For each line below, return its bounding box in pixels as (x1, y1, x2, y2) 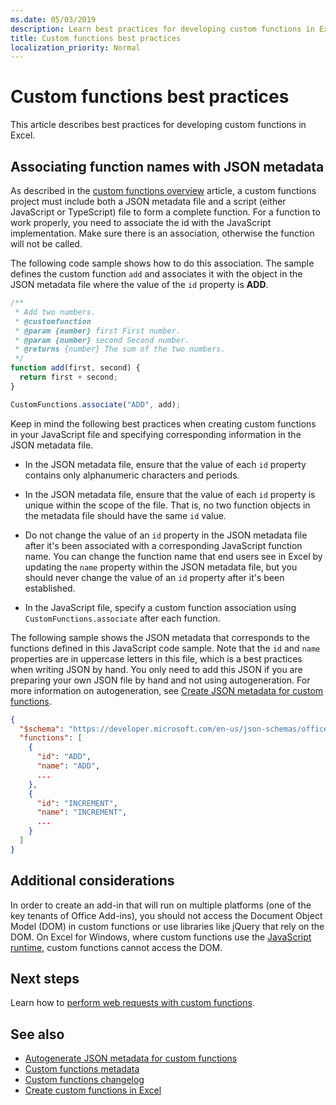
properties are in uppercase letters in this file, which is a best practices (10, 652, 303, 665)
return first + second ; (19, 372, 118, 382)
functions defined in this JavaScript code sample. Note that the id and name (10, 642, 321, 654)
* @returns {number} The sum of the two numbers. (14, 344, 226, 355)
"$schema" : (19, 724, 65, 734)
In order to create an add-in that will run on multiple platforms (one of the (10, 899, 312, 911)
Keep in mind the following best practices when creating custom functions (10, 417, 317, 430)
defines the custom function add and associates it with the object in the (10, 268, 303, 280)
